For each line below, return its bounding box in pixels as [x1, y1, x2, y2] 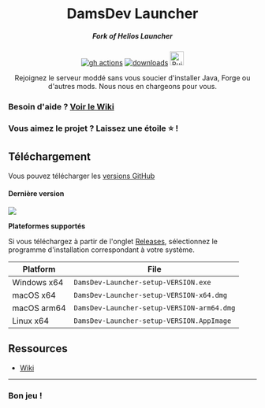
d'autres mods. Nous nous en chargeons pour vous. [48, 82, 217, 91]
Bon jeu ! [8, 390, 43, 401]
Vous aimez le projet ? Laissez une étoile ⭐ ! [8, 123, 179, 134]
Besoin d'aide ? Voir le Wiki [8, 102, 114, 113]
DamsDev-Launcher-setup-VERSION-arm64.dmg [73, 304, 236, 313]
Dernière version [8, 189, 65, 198]
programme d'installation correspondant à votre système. [8, 245, 196, 254]
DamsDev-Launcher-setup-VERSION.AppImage [73, 317, 232, 325]
